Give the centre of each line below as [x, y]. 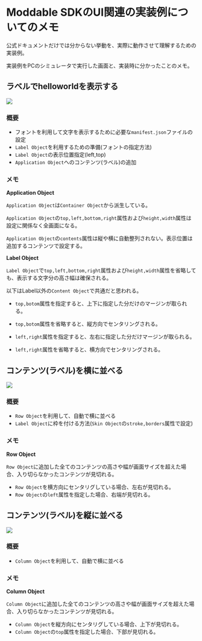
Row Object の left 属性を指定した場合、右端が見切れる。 [84, 494]
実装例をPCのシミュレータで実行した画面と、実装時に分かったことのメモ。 [99, 65]
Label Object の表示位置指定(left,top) [61, 155]
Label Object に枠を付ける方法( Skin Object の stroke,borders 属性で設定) [104, 423]
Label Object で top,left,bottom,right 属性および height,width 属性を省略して [101, 270]
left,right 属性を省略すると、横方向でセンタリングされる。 [89, 350]
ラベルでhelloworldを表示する [62, 87]
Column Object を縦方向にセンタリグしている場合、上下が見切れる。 [99, 624]
